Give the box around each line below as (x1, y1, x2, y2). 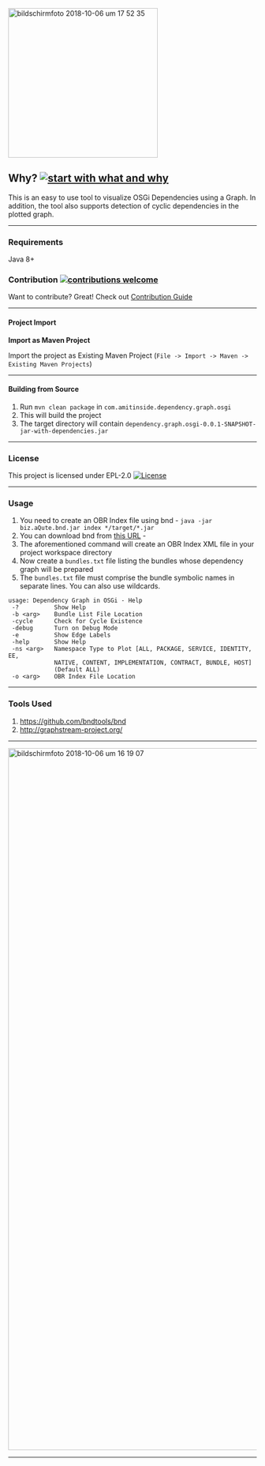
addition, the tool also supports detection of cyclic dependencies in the (8, 201, 239, 210)
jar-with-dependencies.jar (19, 427, 109, 435)
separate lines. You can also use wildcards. (19, 581, 160, 591)
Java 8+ (8, 254, 35, 264)
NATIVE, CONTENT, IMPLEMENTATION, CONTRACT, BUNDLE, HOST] (54, 659, 252, 667)
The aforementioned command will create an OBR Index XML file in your (19, 539, 255, 549)
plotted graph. (8, 209, 54, 219)
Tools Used (8, 698, 53, 709)
